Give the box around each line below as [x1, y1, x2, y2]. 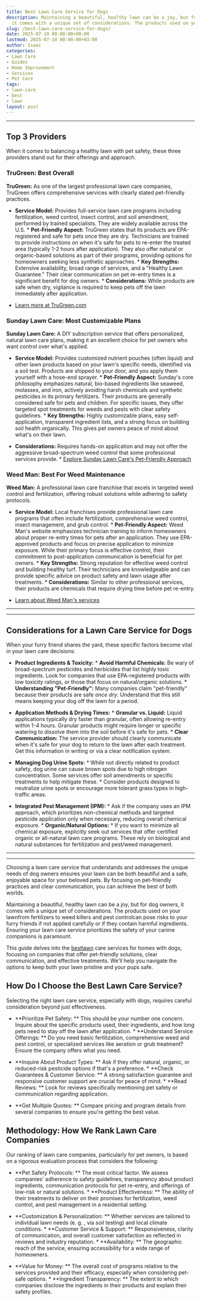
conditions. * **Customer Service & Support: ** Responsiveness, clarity [14, 1225, 193, 1233]
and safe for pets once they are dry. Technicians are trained [41, 232, 189, 240]
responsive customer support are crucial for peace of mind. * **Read [14, 1077, 187, 1084]
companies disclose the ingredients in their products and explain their [14, 1281, 187, 1288]
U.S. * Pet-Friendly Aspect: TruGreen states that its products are [14, 226, 176, 233]
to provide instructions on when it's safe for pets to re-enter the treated [14, 238, 191, 246]
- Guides [6, 59, 28, 65]
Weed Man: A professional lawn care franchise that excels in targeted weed [6, 484, 193, 491]
